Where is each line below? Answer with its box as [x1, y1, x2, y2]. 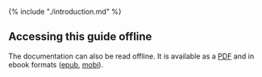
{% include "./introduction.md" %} [8, 7, 123, 16]
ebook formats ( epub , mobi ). [8, 59, 103, 69]
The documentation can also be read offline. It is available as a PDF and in [8, 51, 255, 61]
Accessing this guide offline [8, 30, 152, 43]
